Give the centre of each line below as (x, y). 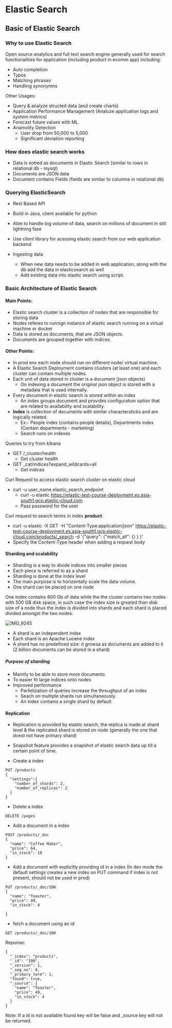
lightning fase (27, 229)
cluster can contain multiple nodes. (50, 373)
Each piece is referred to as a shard (50, 571)
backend (22, 244)
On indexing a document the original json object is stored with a (88, 384)
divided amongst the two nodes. (39, 613)
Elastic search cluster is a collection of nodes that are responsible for (85, 312)
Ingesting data (28, 254)
